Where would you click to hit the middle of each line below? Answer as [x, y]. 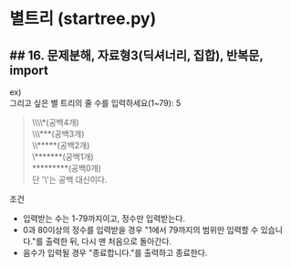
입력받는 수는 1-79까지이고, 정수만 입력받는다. [104, 219]
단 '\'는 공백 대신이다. [69, 180]
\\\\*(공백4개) [55, 123]
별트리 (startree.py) [83, 19]
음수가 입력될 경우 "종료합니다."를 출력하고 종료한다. [115, 253]
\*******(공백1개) [62, 157]
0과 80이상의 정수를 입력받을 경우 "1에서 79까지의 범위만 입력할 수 [140, 230]
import [29, 70]
